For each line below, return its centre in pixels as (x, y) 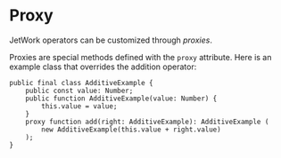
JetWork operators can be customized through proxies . (111, 40)
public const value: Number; (79, 91)
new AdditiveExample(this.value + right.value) (131, 130)
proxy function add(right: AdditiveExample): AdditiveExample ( (147, 122)
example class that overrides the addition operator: (103, 67)
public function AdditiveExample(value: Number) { (121, 99)
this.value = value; (79, 106)
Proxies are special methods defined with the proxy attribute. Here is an (140, 57)
